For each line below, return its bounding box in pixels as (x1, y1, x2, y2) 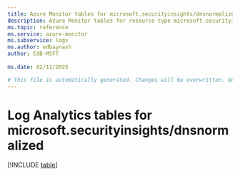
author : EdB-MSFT (7, 51, 59, 58)
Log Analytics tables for (7, 107, 152, 123)
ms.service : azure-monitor (7, 30, 88, 38)
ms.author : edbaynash (7, 43, 72, 51)
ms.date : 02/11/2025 (7, 63, 69, 71)
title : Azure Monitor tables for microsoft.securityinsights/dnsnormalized (7, 10, 238, 18)
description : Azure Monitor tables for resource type (7, 17, 171, 24)
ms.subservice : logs (7, 37, 69, 44)
